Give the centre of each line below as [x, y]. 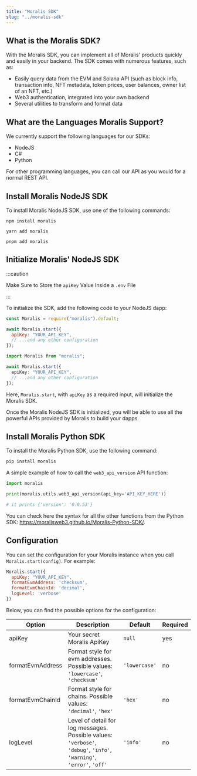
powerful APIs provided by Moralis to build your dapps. [73, 418]
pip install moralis [31, 461]
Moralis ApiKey [89, 642]
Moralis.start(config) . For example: [51, 561]
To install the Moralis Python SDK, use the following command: [82, 451]
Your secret [84, 635]
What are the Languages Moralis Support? [85, 122]
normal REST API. [27, 178]
